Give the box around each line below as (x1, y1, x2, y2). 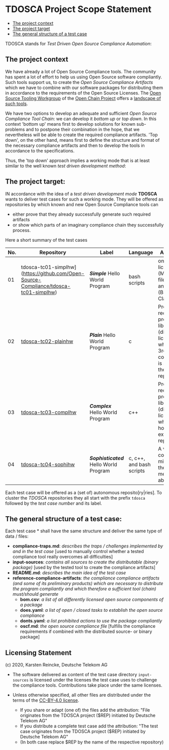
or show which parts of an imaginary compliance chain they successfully (12, 222, 164, 228)
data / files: (5, 533, 29, 539)
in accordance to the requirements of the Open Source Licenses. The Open (5, 89, 161, 96)
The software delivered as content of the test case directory (12, 672, 137, 678)
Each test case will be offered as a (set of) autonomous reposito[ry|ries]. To (5, 489, 162, 496)
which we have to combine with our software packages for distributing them (5, 84, 163, 90)
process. (12, 227, 31, 233)
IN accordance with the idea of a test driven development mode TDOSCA (5, 191, 157, 197)
